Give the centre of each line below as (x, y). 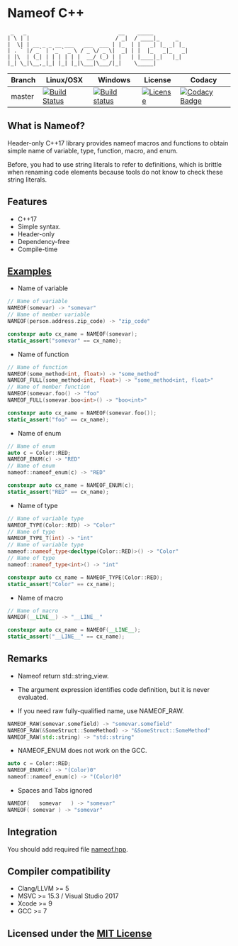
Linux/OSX (64, 79)
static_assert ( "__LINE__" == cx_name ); (66, 637)
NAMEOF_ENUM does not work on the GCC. (82, 751)
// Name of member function (49, 387)
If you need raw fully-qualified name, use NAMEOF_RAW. (101, 710)
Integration (33, 832)
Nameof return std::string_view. (63, 676)
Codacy (204, 79)
